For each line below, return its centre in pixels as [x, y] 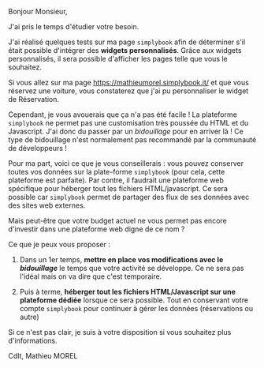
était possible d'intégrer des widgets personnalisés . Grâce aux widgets [125, 50]
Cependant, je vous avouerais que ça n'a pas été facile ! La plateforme [123, 115]
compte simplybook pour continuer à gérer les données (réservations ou [136, 308]
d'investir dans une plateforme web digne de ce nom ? [97, 229]
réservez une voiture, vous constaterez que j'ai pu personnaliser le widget [128, 91]
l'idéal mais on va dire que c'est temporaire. [91, 276]
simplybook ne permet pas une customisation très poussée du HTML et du [128, 123]
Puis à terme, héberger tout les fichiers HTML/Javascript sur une [128, 292]
